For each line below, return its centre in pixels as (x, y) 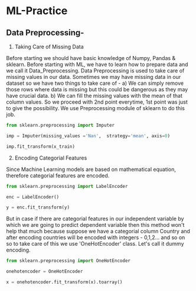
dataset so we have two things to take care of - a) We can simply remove (95, 83)
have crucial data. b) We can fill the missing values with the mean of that (94, 96)
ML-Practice (37, 11)
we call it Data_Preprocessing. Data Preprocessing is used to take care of (95, 71)
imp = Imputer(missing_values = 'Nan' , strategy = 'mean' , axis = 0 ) (88, 136)
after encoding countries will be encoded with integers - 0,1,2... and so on (96, 237)
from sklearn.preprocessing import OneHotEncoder (68, 261)
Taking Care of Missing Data (49, 47)
